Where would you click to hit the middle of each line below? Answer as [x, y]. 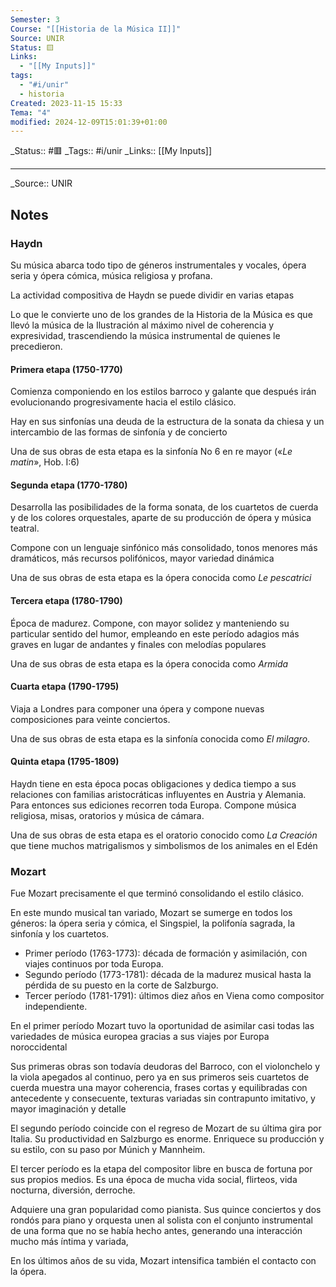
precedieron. [36, 346]
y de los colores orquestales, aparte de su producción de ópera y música [161, 518]
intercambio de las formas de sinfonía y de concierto [119, 432]
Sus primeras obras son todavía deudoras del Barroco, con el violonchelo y [165, 1067]
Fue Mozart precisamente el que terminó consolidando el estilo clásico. [157, 893]
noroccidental [39, 1047]
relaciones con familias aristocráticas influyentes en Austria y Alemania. [158, 794]
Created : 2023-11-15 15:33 [66, 103]
